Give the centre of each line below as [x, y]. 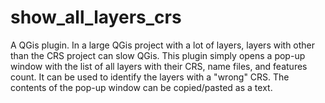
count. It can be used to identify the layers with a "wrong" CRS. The [150, 77]
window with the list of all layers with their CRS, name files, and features [159, 66]
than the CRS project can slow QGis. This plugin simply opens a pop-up [158, 55]
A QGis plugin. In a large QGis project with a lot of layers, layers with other [163, 45]
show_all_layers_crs [96, 17]
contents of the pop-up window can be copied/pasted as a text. [141, 87]
